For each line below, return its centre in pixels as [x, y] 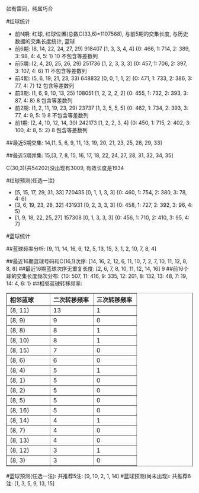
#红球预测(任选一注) [31, 180]
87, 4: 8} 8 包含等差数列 [44, 100]
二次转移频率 [71, 300]
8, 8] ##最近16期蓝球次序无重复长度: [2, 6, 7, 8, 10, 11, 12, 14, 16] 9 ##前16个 [97, 269]
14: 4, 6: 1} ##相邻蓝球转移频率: [44, 284]
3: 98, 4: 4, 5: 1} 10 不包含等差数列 [56, 56]
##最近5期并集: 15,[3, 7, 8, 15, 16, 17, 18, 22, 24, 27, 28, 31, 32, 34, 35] [90, 155]
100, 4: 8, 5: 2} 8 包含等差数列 [51, 130]
